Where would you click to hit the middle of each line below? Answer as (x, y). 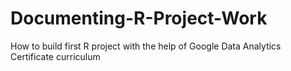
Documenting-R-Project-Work (139, 18)
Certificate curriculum (55, 56)
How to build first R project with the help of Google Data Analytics (146, 46)
